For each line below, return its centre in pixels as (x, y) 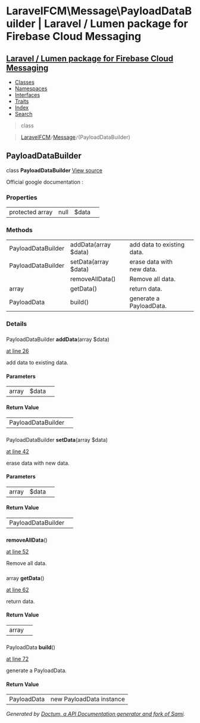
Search (24, 114)
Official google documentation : (45, 182)
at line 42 (18, 451)
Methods (19, 230)
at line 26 (18, 351)
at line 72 (17, 658)
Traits (22, 101)
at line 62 (18, 590)
